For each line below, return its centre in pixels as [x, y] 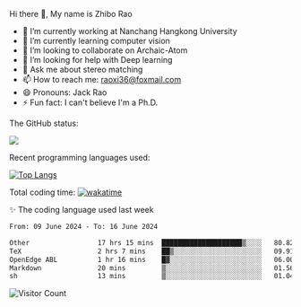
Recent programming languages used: [80, 158]
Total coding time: [43, 192]
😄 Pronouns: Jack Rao [64, 92]
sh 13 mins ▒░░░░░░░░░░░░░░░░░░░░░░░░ [136, 276]
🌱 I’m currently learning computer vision [96, 41]
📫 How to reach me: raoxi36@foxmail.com [102, 79]
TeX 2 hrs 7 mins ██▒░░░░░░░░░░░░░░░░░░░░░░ [136, 251]
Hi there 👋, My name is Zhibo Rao [71, 14]
